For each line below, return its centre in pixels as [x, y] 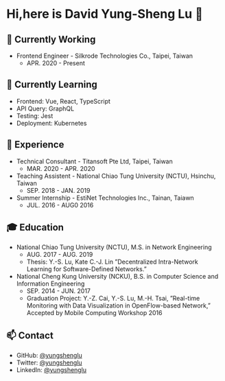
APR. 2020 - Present [56, 63]
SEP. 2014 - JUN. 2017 [58, 291]
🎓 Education [35, 228]
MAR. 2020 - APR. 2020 [61, 168]
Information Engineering [50, 284]
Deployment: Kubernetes [51, 123]
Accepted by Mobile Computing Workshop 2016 [94, 313]
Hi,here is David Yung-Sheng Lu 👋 [105, 14]
